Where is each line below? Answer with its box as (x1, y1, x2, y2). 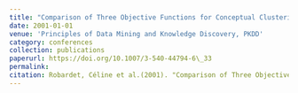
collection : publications (9, 46, 105, 55)
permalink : (9, 63, 50, 72)
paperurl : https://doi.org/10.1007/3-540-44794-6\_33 (9, 54, 213, 63)
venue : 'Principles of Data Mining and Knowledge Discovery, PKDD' (9, 29, 264, 38)
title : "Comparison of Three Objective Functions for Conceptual (9, 12, 255, 22)
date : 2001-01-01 (9, 21, 74, 30)
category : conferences (9, 37, 93, 47)
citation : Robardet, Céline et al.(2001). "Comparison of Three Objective (9, 71, 292, 80)
